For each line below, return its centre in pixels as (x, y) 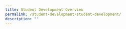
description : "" (22, 19)
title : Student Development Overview (44, 10)
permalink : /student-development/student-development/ (63, 14)
